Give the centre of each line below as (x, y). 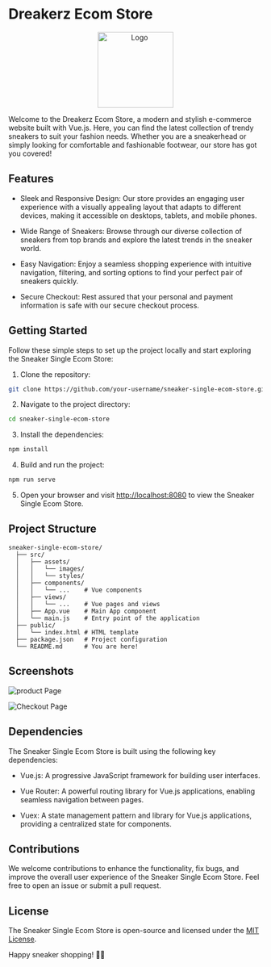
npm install (28, 450)
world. (31, 248)
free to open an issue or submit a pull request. (85, 885)
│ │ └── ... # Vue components (79, 590)
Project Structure (52, 529)
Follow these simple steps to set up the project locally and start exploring (130, 350)
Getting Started (48, 331)
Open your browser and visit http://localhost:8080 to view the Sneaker (137, 495)
